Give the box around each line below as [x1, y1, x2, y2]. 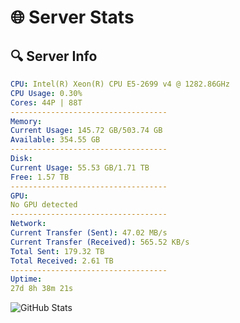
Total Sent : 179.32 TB [10, 246, 105, 256]
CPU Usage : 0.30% [10, 88, 83, 98]
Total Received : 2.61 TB [10, 256, 114, 266]
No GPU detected [10, 200, 78, 210]
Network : [10, 219, 47, 229]
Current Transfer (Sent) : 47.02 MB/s [10, 228, 168, 238]
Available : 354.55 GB [10, 135, 101, 145]
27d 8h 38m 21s [10, 284, 74, 294]
